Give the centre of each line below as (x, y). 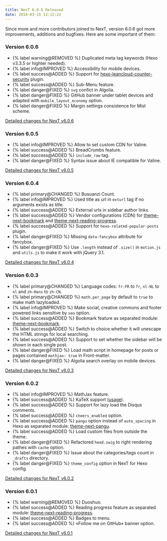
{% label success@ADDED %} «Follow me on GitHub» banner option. (83, 523)
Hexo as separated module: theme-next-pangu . (61, 426)
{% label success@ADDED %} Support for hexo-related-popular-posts (85, 226)
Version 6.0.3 (22, 275)
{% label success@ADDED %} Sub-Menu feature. (63, 84)
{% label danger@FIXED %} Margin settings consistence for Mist (79, 106)
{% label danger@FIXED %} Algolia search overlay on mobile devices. (84, 360)
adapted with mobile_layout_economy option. (58, 100)
